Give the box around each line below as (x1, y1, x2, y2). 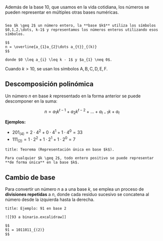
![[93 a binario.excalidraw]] (5, 215, 67, 219)
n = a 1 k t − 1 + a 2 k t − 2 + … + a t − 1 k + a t (44, 108, 120, 115)
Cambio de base (5, 173, 56, 181)
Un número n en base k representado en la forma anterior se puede (5, 93, 141, 99)
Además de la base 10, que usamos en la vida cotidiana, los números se (5, 4, 150, 10)
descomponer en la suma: (5, 98, 58, 104)
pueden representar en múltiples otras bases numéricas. (5, 9, 119, 15)
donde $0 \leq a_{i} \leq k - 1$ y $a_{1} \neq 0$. (5, 57, 112, 62)
